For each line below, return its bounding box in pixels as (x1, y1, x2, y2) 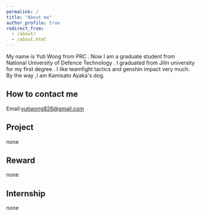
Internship (6, 189, 46, 199)
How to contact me (6, 89, 78, 99)
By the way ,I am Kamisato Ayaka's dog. (6, 72, 105, 79)
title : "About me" (6, 14, 52, 20)
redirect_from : (6, 25, 44, 32)
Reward (6, 156, 36, 166)
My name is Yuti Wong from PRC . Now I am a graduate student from (6, 53, 175, 60)
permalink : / (6, 8, 39, 15)
